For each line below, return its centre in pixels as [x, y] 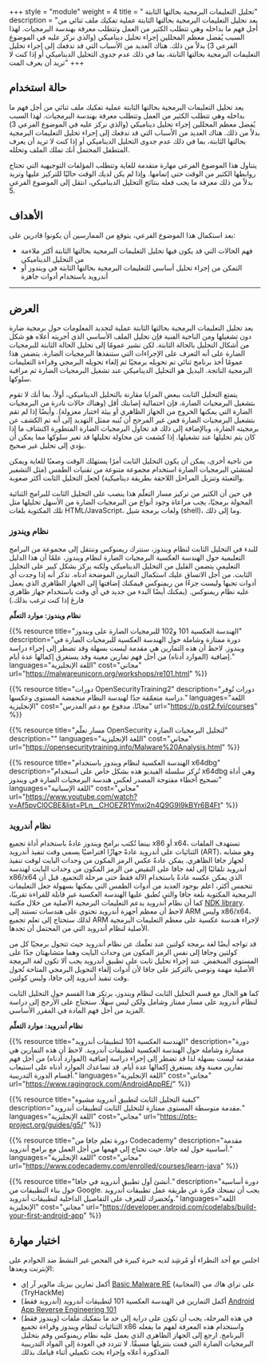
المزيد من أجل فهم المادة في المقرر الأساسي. [77, 1010]
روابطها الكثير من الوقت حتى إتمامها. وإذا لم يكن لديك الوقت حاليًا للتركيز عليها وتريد [133, 173]
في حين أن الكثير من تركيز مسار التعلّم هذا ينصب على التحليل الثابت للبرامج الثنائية [131, 494]
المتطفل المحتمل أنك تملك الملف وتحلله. [69, 149]
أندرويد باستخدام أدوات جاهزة [64, 276]
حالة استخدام [38, 88]
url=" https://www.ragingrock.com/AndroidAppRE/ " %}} [100, 1084]
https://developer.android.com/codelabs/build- [180, 1207]
